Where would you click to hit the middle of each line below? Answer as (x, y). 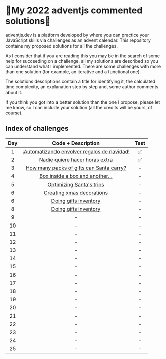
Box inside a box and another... (76, 176)
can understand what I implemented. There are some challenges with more (83, 66)
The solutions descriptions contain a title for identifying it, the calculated (80, 81)
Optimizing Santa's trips (76, 184)
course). (14, 113)
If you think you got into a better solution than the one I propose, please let (83, 102)
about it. (14, 92)
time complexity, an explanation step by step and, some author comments (82, 87)
